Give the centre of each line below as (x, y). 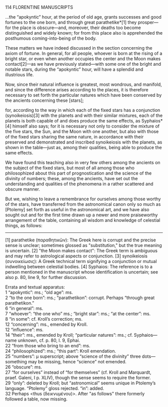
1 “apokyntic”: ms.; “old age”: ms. (39, 292)
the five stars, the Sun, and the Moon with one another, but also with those (82, 131)
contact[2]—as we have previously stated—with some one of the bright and (83, 64)
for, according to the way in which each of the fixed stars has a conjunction (83, 110)
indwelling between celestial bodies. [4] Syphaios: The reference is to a (79, 266)
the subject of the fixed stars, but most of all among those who (70, 168)
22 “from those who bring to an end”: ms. (48, 346)
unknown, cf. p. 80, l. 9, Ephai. (49, 340)
